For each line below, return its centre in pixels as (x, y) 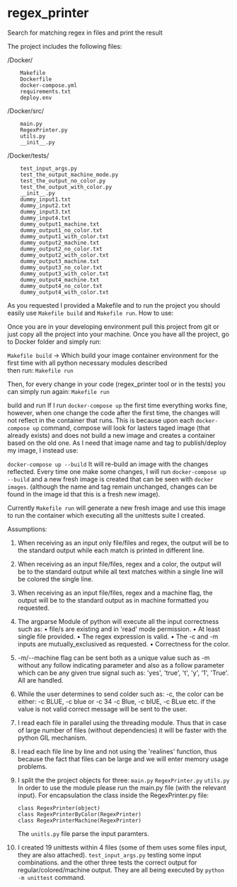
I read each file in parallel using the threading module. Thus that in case (122, 722)
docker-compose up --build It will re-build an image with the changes (108, 464)
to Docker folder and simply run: (54, 342)
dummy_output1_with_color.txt (65, 236)
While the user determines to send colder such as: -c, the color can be (121, 694)
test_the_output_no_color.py (63, 181)
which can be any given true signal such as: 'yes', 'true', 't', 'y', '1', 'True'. (123, 673)
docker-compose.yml (49, 85)
